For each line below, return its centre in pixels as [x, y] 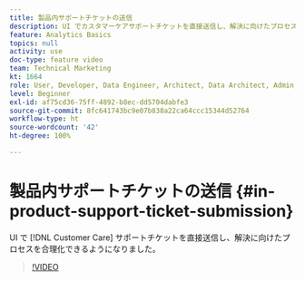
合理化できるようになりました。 [100, 248]
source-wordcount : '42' [54, 128]
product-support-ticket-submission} [152, 212]
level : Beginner [40, 93]
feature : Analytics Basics [60, 34]
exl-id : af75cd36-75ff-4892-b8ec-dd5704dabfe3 [99, 102]
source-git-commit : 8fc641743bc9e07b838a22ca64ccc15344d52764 [129, 111]
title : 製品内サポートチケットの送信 [71, 18]
